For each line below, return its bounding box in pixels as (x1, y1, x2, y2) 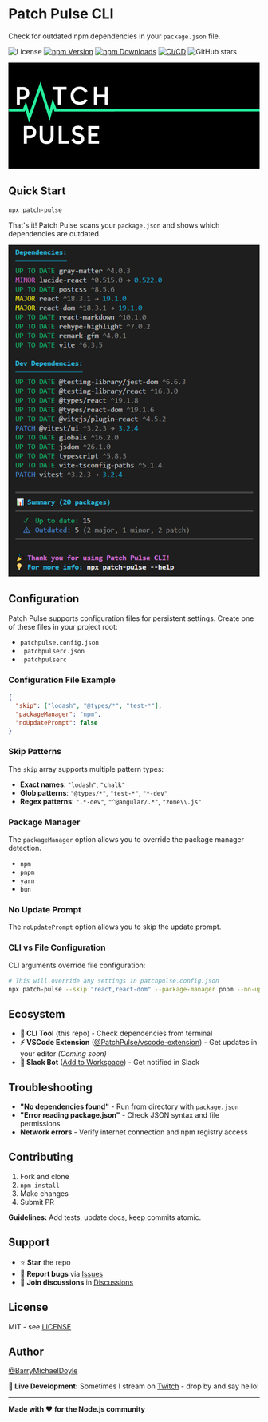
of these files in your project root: (8, 622, 118, 631)
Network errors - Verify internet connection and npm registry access (19, 1127, 249, 1137)
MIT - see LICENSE (8, 1321, 72, 1331)
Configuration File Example (8, 674, 116, 685)
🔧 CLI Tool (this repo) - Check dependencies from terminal (19, 1028, 213, 1039)
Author (8, 1345, 44, 1358)
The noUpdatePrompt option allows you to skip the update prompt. (8, 922, 222, 931)
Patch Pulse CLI (8, 5, 114, 23)
